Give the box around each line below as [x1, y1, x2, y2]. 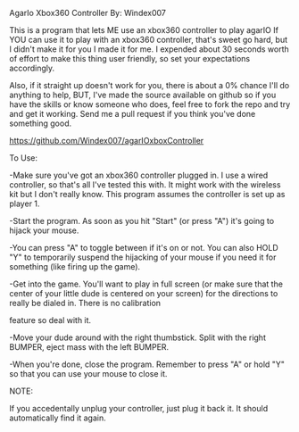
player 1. [9, 198, 40, 209]
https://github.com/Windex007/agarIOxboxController [9, 136, 204, 145]
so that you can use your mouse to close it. [9, 369, 168, 378]
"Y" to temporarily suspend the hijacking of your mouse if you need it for [9, 252, 277, 262]
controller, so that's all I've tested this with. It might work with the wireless [9, 179, 281, 190]
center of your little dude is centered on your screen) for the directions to [9, 288, 278, 298]
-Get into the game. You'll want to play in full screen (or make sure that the [9, 278, 284, 289]
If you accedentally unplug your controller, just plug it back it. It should [9, 403, 269, 413]
